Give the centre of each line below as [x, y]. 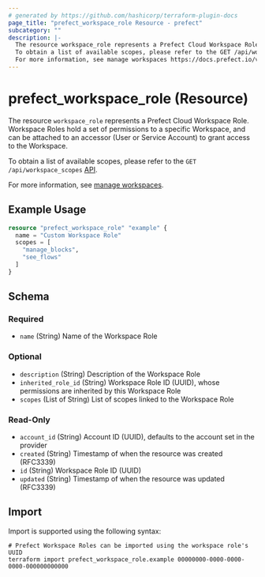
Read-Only [30, 420]
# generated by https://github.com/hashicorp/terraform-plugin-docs [123, 15]
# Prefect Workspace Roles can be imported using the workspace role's [128, 545]
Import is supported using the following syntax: [85, 531]
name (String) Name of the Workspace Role [88, 336]
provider [33, 445]
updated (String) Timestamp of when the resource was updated [122, 479]
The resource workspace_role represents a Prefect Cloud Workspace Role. [129, 120]
